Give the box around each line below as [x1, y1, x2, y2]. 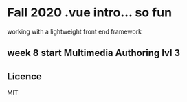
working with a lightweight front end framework [7, 27, 142, 36]
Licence [7, 71, 43, 82]
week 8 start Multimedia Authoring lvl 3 [7, 47, 181, 59]
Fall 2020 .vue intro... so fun [7, 5, 173, 21]
